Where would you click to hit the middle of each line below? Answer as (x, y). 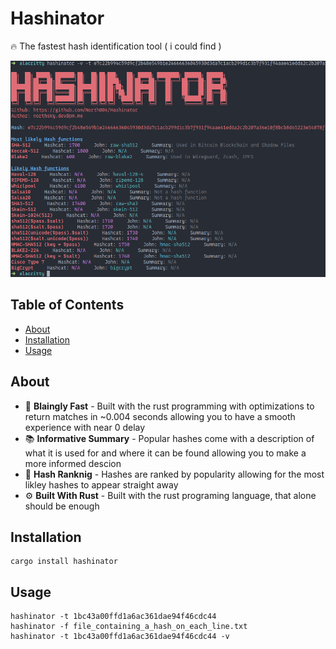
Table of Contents (67, 305)
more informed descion (73, 463)
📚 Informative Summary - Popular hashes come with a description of (169, 438)
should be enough (62, 506)
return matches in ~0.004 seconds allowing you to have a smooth (160, 416)
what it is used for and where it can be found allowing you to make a (165, 453)
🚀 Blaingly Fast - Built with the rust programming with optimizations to (169, 406)
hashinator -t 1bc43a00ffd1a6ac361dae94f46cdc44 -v (120, 637)
